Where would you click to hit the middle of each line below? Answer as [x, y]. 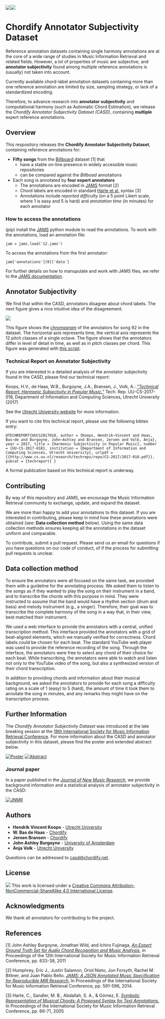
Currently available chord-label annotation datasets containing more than [79, 82]
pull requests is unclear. [30, 553]
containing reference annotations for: [43, 149]
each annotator [35, 206]
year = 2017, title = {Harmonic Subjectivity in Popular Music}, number [81, 444]
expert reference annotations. [35, 117]
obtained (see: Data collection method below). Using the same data [74, 523]
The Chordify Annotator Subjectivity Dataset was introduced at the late [77, 726]
